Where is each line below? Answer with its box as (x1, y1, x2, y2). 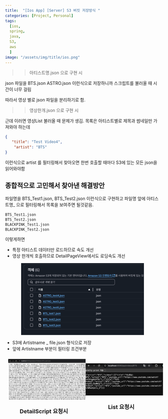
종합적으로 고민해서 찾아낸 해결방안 (5, 182, 105, 190)
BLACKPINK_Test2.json (5, 227, 50, 232)
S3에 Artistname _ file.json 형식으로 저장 (12, 340, 92, 345)
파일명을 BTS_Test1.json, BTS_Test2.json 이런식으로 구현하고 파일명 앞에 (5, 195, 146, 201)
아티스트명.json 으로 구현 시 (29, 70, 83, 76)
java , (9, 34, 21, 39)
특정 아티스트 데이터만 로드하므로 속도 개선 (12, 247, 94, 253)
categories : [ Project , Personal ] (5, 13, 74, 18)
